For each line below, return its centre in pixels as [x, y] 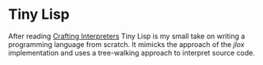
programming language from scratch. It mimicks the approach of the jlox [126, 44]
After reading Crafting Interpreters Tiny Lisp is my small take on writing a [127, 36]
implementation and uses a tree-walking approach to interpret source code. [131, 52]
